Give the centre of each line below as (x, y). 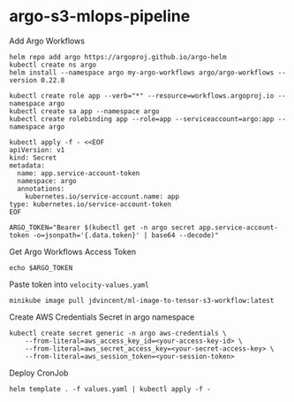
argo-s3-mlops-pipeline (100, 16)
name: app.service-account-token (79, 173)
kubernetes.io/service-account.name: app (102, 197)
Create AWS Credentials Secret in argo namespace (102, 317)
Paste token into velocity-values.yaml (79, 284)
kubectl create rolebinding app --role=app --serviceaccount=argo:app (142, 119)
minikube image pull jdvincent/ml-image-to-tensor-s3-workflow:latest (142, 300)
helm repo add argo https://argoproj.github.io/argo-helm (118, 57)
